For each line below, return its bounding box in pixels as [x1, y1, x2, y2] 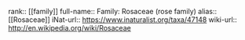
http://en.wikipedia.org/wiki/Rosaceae [8, 24, 131, 32]
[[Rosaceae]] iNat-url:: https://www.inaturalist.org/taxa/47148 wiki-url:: [8, 15, 237, 24]
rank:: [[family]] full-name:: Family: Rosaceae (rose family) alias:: [8, 7, 218, 16]
